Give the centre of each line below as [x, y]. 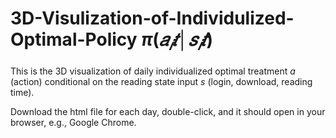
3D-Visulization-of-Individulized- [152, 18]
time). [22, 92]
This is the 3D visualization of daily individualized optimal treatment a [153, 71]
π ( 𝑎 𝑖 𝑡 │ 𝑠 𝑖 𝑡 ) [177, 41]
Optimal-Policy [74, 39]
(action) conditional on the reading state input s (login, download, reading [161, 81]
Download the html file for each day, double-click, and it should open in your [168, 111]
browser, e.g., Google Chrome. [73, 122]
